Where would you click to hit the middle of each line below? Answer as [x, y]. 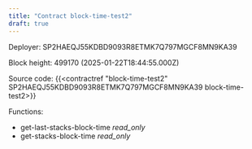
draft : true [28, 24]
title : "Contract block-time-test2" [70, 16]
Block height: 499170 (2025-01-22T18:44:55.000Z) [94, 63]
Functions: [26, 112]
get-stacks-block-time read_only [75, 136]
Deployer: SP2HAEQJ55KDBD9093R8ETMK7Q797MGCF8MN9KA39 [123, 46]
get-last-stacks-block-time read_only [83, 127]
